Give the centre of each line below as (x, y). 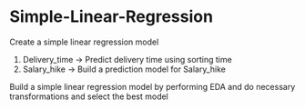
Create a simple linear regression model (84, 42)
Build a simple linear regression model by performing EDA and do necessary (152, 86)
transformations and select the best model (89, 96)
